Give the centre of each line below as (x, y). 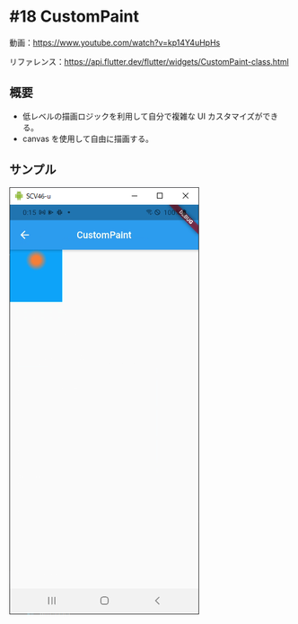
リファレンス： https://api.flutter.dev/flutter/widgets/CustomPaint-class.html (149, 61)
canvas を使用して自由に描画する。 (88, 138)
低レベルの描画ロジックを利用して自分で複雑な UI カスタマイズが (142, 116)
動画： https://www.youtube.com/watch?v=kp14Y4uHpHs (115, 42)
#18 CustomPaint (74, 17)
